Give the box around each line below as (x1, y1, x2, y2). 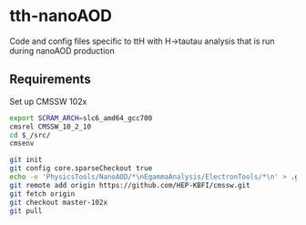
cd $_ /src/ (9, 130, 51, 139)
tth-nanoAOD (9, 5, 112, 26)
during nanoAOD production (9, 45, 116, 56)
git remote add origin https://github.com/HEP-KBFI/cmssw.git (9, 180, 250, 189)
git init (9, 156, 43, 165)
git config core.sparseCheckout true (9, 164, 153, 173)
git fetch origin (9, 189, 76, 199)
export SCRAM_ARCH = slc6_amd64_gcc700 (9, 113, 153, 123)
